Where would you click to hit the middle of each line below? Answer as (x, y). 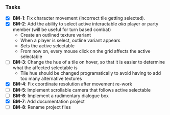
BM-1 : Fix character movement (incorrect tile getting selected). (79, 18)
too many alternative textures (51, 79)
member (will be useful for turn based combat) (62, 30)
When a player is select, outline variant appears (70, 40)
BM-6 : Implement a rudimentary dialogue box (60, 96)
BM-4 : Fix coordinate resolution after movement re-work (72, 84)
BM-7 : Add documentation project (49, 101)
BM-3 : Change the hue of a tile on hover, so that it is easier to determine (89, 62)
